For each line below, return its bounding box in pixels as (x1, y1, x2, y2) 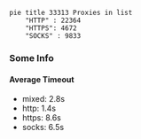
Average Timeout (9, 73, 74, 84)
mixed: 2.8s (21, 94, 65, 104)
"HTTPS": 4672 (25, 24, 77, 33)
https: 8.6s (21, 112, 62, 123)
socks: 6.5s (21, 122, 65, 133)
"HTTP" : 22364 (25, 16, 82, 25)
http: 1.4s (21, 103, 56, 114)
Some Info (9, 51, 55, 64)
